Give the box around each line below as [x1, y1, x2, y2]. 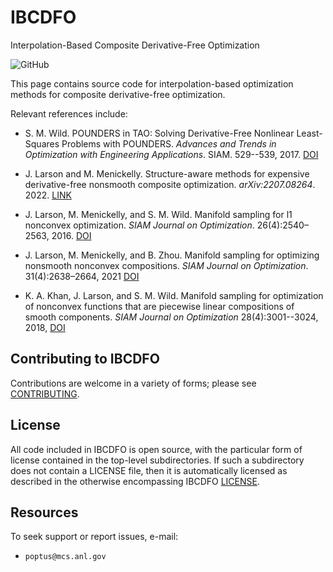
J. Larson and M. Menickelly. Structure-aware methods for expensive [24, 167, 310, 180]
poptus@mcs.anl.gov [24, 552, 107, 562]
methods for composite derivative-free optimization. [10, 88, 226, 100]
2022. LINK [24, 189, 72, 201]
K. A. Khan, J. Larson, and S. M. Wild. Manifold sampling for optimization [24, 289, 324, 301]
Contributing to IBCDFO [10, 351, 160, 368]
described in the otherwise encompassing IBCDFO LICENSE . [10, 475, 260, 487]
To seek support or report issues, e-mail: [10, 531, 179, 543]
